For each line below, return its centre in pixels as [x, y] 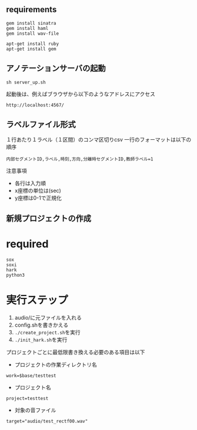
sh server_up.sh [26, 82]
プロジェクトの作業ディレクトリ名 [56, 364]
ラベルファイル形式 [41, 125]
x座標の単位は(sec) [38, 191]
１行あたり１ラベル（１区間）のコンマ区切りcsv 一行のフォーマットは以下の [99, 140]
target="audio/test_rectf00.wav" [47, 421]
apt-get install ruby [33, 43]
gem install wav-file [33, 33]
